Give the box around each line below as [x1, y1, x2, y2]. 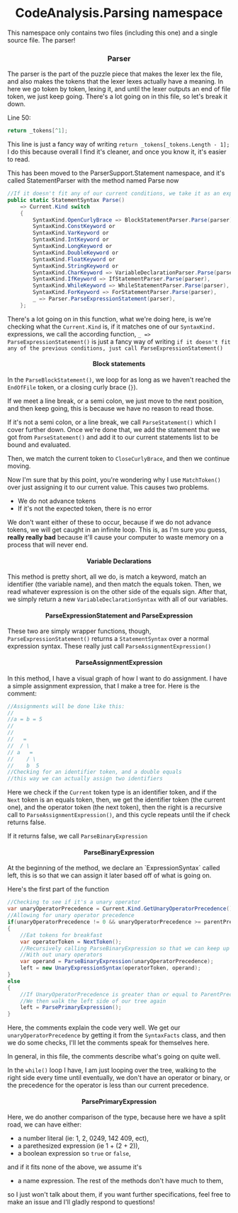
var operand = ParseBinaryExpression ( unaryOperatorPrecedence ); [20, 958, 214, 965]
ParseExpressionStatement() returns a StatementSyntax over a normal [7, 634, 209, 643]
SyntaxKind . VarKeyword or [33, 229, 110, 237]
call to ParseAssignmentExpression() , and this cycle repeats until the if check [7, 811, 230, 819]
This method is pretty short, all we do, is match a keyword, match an [7, 572, 207, 581]
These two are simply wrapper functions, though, [7, 627, 152, 635]
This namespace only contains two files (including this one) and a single [7, 28, 218, 37]
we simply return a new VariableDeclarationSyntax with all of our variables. [7, 595, 228, 603]
